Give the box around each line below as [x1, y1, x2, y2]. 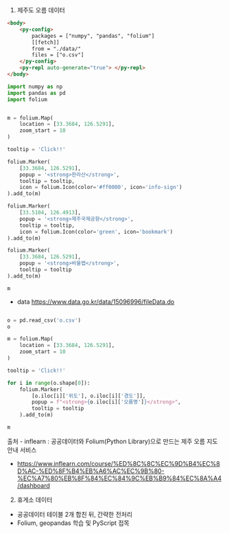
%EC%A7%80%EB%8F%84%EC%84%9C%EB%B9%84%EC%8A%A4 [16, 474, 221, 482]
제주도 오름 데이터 [16, 6, 65, 14]
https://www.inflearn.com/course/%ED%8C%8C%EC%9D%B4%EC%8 [16, 459, 221, 467]
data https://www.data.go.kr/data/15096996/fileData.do [16, 298, 175, 306]
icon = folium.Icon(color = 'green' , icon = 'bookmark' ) [19, 228, 173, 235]
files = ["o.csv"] [32, 52, 84, 58]
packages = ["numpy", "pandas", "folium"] [32, 32, 155, 39]
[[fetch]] [32, 38, 60, 46]
